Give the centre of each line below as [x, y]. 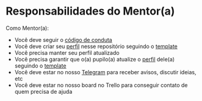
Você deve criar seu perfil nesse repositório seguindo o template [96, 46]
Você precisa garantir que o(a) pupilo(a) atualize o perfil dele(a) [95, 59]
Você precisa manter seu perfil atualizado [67, 52]
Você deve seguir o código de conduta [63, 40]
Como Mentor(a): [27, 28]
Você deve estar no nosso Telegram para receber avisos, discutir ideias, [105, 72]
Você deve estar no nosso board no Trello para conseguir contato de [101, 85]
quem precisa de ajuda [43, 91]
